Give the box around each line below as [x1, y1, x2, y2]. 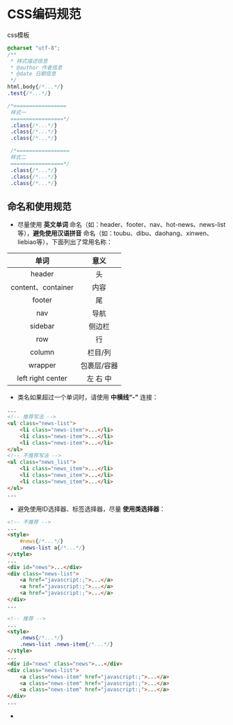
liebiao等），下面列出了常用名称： [17, 238, 113, 246]
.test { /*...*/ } [7, 90, 51, 97]
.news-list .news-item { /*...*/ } [19, 641, 113, 648]
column [30, 347, 54, 357]
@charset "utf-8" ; [7, 45, 61, 51]
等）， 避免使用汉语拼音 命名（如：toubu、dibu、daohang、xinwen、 [17, 229, 214, 237]
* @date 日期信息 [10, 70, 56, 77]
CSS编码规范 [7, 6, 81, 22]
